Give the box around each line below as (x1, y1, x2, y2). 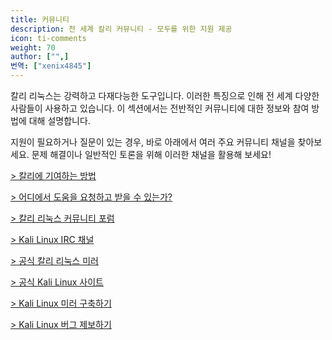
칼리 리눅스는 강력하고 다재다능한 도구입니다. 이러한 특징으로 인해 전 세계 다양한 (10, 90, 320, 101)
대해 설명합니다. (28, 115, 91, 126)
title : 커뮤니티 (10, 14, 70, 25)
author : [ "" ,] (10, 52, 70, 62)
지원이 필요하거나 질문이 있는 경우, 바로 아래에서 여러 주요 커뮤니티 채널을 (10, 136, 296, 148)
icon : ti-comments (10, 33, 87, 43)
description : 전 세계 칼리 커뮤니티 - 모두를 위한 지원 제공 (10, 24, 233, 34)
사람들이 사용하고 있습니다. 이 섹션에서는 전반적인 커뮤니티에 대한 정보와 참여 (10, 102, 310, 114)
